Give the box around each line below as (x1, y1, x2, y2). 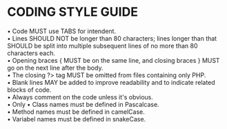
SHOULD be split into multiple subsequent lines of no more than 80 (7, 41, 198, 50)
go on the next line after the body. (7, 63, 103, 72)
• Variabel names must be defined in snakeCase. (7, 115, 146, 123)
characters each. (7, 49, 55, 57)
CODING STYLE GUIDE (7, 4, 138, 20)
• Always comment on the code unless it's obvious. (7, 92, 154, 101)
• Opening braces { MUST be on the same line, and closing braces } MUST (7, 56, 220, 64)
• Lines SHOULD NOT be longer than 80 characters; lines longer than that (7, 34, 217, 42)
